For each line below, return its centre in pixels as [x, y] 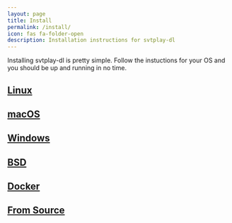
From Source [36, 211]
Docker [24, 187]
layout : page [27, 14]
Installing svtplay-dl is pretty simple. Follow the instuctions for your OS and [116, 60]
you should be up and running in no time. [67, 68]
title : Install [30, 21]
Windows [29, 138]
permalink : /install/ [39, 27]
